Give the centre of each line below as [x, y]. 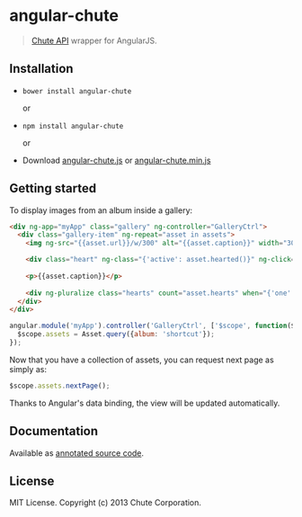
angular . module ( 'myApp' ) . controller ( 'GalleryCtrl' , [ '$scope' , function [148, 326]
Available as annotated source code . [77, 453]
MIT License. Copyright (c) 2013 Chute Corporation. [106, 503]
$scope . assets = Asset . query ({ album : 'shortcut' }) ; [116, 334]
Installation [41, 69]
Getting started [53, 188]
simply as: [28, 369]
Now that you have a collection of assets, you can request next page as [142, 360]
